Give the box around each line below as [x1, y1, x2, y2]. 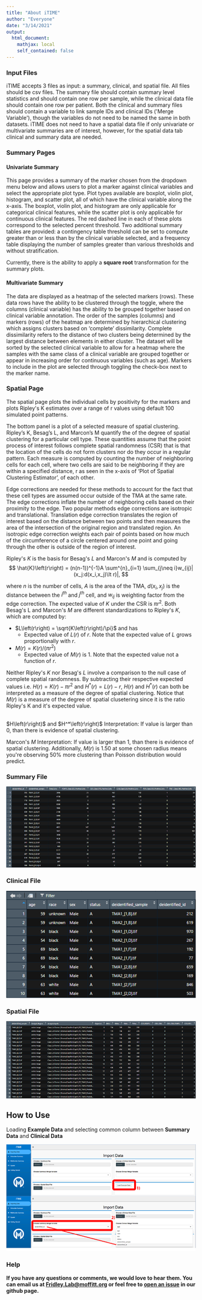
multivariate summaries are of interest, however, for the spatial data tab [6, 127, 183, 134]
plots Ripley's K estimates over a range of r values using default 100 [6, 404, 174, 412]
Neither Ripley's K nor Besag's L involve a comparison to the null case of [6, 669, 186, 676]
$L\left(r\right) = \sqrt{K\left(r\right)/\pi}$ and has [14, 624, 138, 632]
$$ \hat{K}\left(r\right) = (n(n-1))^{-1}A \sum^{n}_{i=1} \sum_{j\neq [8, 564, 173, 571]
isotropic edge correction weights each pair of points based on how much [6, 530, 189, 538]
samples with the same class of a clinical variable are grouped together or [6, 350, 189, 357]
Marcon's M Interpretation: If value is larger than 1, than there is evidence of [6, 738, 194, 746]
